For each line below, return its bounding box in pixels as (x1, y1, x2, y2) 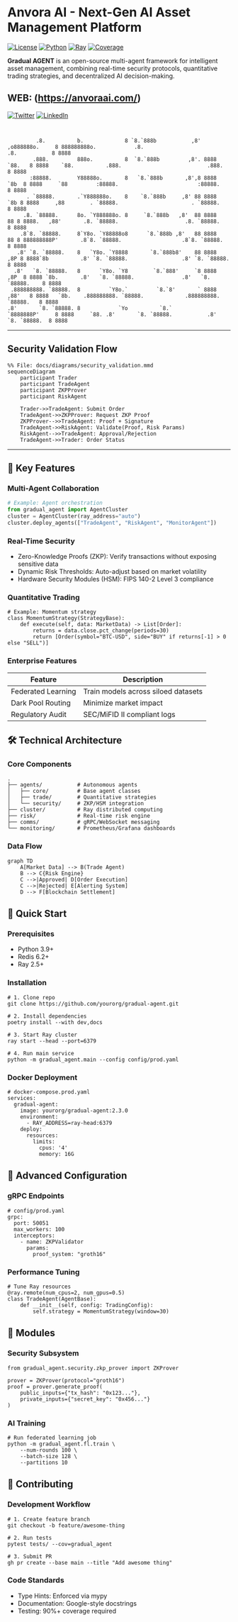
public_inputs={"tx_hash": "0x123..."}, (20, 1389, 141, 1396)
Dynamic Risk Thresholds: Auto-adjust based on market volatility (17, 567, 207, 576)
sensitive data (17, 560, 59, 568)
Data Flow (7, 841, 42, 851)
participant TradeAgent (20, 380, 91, 387)
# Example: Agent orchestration (7, 499, 103, 507)
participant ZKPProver (20, 387, 87, 394)
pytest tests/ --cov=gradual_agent (7, 1540, 113, 1548)
